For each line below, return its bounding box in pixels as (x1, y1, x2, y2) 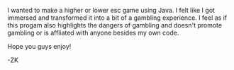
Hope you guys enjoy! (7, 42, 72, 50)
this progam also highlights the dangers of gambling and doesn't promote (7, 21, 222, 29)
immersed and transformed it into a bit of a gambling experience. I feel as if (7, 13, 228, 22)
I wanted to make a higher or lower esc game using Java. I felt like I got (7, 6, 215, 14)
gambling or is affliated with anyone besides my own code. (7, 28, 179, 37)
